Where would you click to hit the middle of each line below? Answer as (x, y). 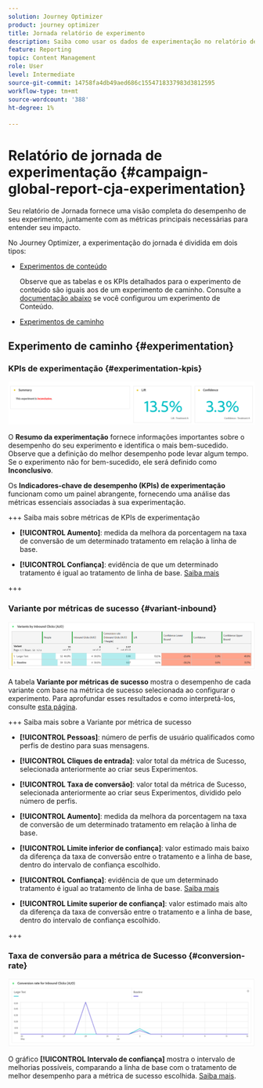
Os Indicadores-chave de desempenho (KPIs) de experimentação (117, 486)
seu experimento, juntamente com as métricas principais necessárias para (128, 219)
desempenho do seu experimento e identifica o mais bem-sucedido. (118, 445)
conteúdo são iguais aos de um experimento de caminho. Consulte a (130, 290)
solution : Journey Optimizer (56, 16)
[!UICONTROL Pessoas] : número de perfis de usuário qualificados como (137, 737)
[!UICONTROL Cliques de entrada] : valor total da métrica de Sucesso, (133, 761)
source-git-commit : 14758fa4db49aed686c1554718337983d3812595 (112, 82)
